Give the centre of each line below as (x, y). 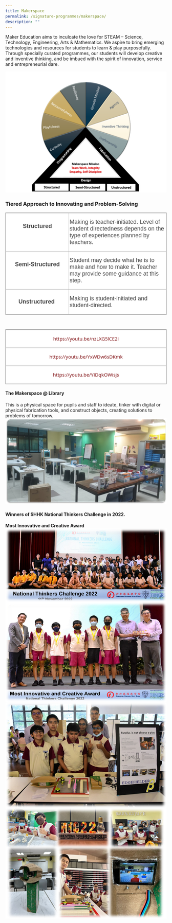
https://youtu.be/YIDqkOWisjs (86, 375)
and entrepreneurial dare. (32, 64)
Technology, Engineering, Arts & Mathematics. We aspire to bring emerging (85, 42)
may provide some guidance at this (114, 274)
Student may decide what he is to (112, 260)
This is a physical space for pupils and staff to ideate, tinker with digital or (83, 404)
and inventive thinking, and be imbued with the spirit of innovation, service (84, 59)
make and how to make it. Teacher (113, 267)
